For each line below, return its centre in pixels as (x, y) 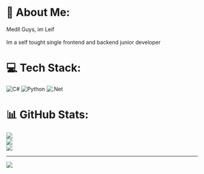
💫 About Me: (38, 12)
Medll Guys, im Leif (30, 29)
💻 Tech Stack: (44, 68)
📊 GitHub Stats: (48, 115)
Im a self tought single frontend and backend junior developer (83, 42)
